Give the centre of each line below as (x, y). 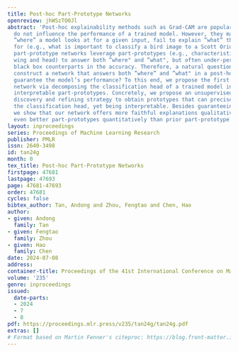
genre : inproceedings (39, 285)
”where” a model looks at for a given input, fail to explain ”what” (118, 40)
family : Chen (33, 252)
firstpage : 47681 (33, 172)
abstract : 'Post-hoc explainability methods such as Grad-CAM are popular (120, 27)
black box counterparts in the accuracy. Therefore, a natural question (123, 67)
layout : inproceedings (41, 126)
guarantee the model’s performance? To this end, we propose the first (122, 80)
